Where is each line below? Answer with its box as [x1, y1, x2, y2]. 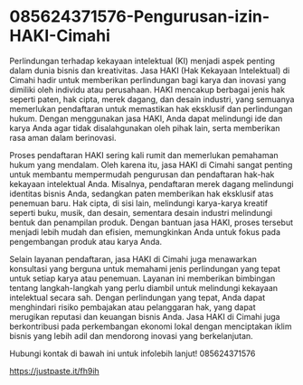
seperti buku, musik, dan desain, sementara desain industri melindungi [9, 207, 273, 218]
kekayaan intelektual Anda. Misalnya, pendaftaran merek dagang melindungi [9, 178, 294, 189]
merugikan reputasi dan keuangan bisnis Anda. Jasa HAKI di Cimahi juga [9, 311, 280, 322]
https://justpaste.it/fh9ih [9, 365, 99, 376]
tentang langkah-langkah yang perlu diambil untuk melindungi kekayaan [9, 282, 279, 293]
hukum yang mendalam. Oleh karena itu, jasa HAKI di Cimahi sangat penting [9, 159, 293, 170]
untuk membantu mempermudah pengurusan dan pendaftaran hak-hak [9, 169, 275, 180]
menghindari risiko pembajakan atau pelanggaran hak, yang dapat [9, 301, 256, 313]
